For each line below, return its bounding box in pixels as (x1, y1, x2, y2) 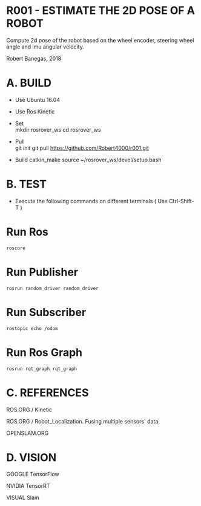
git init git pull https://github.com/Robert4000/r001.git (15, 144, 150, 152)
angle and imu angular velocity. (6, 43, 85, 50)
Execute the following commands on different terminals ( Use (15, 197, 168, 204)
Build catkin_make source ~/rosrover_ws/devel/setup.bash (15, 156, 162, 163)
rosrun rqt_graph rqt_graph (6, 365, 77, 372)
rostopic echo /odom (6, 325, 59, 331)
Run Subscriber (6, 305, 87, 319)
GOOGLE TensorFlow (6, 471, 59, 478)
